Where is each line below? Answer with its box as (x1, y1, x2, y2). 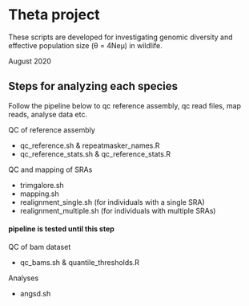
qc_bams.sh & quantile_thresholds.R (19, 257, 140, 267)
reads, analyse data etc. (8, 109, 88, 119)
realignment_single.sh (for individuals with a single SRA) (19, 197, 206, 206)
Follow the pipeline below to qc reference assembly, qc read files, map (8, 100, 242, 110)
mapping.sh (19, 189, 60, 198)
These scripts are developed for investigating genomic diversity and (8, 32, 234, 42)
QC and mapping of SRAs (8, 165, 93, 174)
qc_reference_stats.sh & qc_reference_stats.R (19, 149, 171, 158)
